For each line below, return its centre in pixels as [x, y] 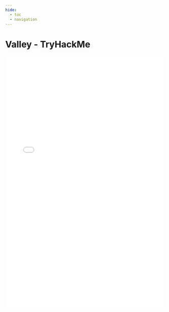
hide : [11, 10]
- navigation [24, 19]
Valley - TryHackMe [48, 44]
